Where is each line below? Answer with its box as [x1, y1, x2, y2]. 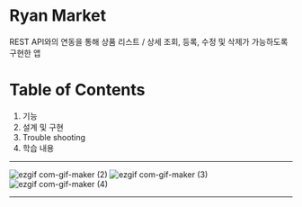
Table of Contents [9, 80, 146, 100]
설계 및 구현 [22, 121, 65, 132]
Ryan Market [9, 5, 107, 26]
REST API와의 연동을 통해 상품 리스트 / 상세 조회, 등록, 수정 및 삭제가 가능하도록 [9, 36, 289, 47]
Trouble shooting [22, 131, 86, 142]
